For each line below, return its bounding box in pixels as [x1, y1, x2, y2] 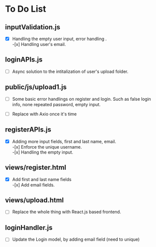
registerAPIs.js [5, 126, 51, 134]
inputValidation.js [5, 23, 60, 31]
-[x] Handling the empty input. [12, 149, 73, 155]
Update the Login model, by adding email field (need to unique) [12, 236, 140, 243]
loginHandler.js [5, 224, 53, 232]
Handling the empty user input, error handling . [12, 36, 107, 42]
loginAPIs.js [5, 55, 43, 64]
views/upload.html [5, 196, 64, 204]
